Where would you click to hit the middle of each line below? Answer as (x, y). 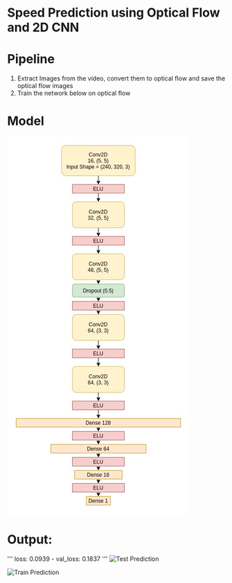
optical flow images (45, 86)
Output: (30, 540)
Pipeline (31, 59)
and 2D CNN (43, 27)
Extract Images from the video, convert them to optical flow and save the (121, 78)
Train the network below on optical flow (74, 93)
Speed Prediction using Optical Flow (114, 13)
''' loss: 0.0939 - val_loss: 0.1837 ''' (57, 559)
